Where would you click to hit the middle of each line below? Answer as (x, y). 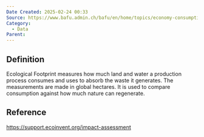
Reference (26, 112)
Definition (25, 59)
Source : (16, 18)
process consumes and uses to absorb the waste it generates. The (90, 80)
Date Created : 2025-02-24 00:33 (47, 12)
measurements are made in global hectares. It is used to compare (88, 86)
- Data (20, 29)
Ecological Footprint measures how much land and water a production (94, 74)
